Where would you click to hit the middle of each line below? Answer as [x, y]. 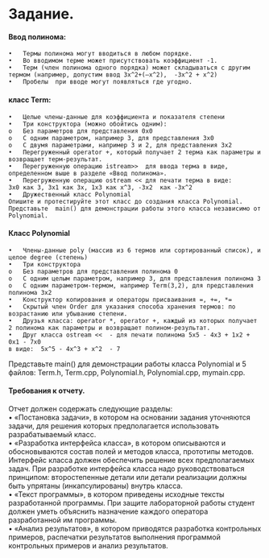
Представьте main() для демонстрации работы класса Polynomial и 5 [128, 364]
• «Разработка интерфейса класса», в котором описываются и [117, 443]
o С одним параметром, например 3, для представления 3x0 [112, 138]
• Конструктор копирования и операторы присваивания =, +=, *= [120, 300]
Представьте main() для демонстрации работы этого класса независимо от [135, 209]
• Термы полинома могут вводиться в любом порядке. [101, 54]
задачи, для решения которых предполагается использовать [114, 426]
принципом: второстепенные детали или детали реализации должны [128, 477]
